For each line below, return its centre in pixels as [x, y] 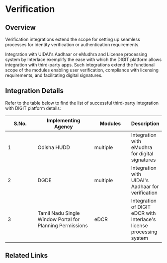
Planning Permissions [63, 225]
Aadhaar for [145, 186]
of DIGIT [141, 207]
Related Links [27, 256]
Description [145, 124]
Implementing [63, 120]
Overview [21, 28]
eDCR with [143, 213]
